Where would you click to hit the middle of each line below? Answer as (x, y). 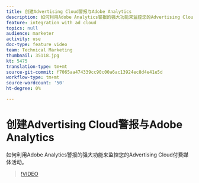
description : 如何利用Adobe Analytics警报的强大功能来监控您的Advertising (93, 17)
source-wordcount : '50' (36, 83)
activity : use (24, 39)
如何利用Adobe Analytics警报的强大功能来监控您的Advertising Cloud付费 (95, 155)
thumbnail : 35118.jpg (33, 55)
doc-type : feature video (37, 45)
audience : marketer (30, 34)
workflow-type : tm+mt (33, 77)
